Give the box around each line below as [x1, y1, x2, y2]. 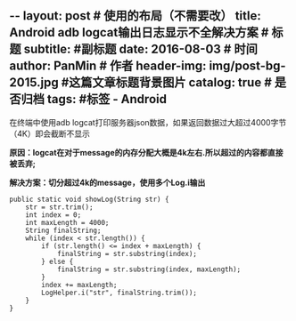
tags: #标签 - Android [46, 92, 168, 107]
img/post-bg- [209, 59, 287, 74]
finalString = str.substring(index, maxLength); [56, 265, 242, 274]
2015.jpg [9, 75, 60, 91]
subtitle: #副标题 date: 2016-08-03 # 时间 [23, 42, 259, 57]
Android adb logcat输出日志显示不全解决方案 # [9, 25, 269, 40]
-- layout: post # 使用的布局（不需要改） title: [9, 8, 261, 24]
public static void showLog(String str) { [9, 195, 169, 204]
